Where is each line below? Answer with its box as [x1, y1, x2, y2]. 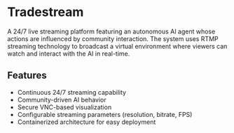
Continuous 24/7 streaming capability [17, 88, 127, 96]
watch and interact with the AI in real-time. [7, 49, 130, 58]
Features [7, 70, 47, 81]
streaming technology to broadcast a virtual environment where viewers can [7, 42, 228, 50]
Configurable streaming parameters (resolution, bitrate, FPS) [17, 110, 193, 118]
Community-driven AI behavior [17, 95, 106, 104]
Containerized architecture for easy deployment [17, 118, 156, 126]
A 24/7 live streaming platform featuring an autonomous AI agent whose [7, 27, 216, 36]
